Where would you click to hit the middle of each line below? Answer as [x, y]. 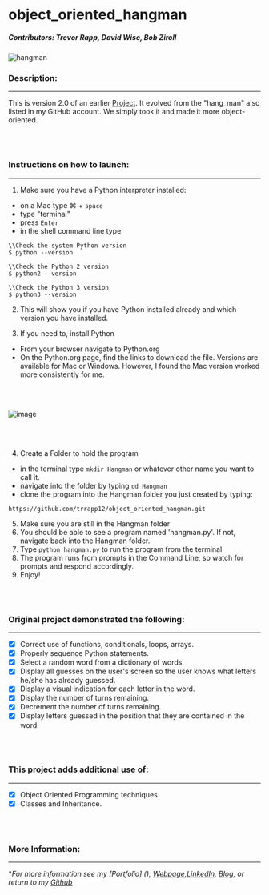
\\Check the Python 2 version [59, 266]
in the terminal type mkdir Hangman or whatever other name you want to [137, 469]
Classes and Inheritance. [61, 803]
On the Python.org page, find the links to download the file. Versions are [139, 357]
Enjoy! [30, 574]
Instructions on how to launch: [69, 165]
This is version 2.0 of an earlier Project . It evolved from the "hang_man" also [134, 103]
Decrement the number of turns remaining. [90, 707]
